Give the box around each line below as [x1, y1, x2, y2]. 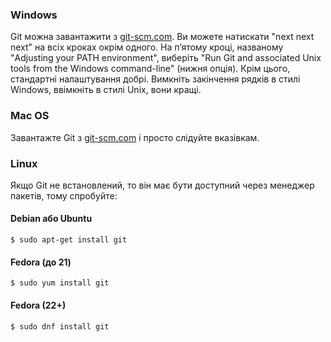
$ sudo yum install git [10, 278, 110, 288]
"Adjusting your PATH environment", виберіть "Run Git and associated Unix [10, 52, 322, 64]
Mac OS [10, 109, 50, 123]
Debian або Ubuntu [10, 213, 93, 225]
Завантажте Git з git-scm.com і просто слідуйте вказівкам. [10, 131, 260, 143]
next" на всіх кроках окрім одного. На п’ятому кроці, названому [10, 41, 284, 53]
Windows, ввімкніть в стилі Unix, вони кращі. [10, 84, 202, 96]
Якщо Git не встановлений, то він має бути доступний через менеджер [10, 179, 315, 191]
